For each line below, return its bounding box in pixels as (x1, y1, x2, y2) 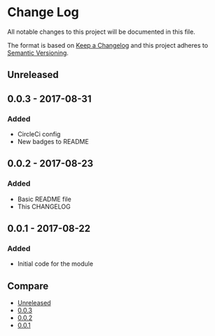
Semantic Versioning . (7, 49, 69, 57)
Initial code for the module (17, 259, 93, 268)
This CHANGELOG (17, 202, 71, 211)
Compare (7, 280, 49, 292)
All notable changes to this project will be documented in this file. (7, 27, 196, 36)
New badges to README (17, 138, 89, 146)
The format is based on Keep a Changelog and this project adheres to (7, 41, 209, 49)
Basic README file (17, 195, 71, 203)
